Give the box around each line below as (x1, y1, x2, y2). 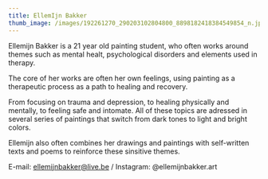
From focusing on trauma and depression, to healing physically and (8, 97, 230, 107)
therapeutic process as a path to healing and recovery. (8, 81, 188, 91)
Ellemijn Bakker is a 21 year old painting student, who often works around (8, 41, 249, 50)
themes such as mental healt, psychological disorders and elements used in (8, 49, 258, 59)
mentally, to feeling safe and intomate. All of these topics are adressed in (8, 105, 247, 115)
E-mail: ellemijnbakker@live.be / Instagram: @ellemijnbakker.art (8, 161, 218, 171)
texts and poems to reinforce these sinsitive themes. (8, 146, 181, 156)
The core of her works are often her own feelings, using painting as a (8, 73, 235, 83)
